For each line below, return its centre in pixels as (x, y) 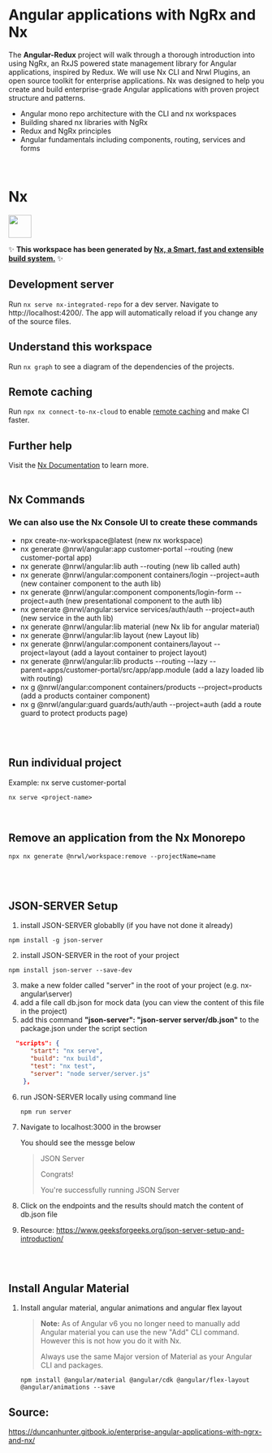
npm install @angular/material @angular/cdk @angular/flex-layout (135, 1380)
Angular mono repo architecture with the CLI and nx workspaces (128, 113)
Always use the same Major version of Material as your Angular (146, 1357)
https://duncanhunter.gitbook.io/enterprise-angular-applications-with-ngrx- (135, 1432)
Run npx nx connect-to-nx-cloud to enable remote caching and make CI (129, 411)
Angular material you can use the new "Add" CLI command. (140, 1332)
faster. (19, 420)
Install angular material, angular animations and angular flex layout (131, 1308)
